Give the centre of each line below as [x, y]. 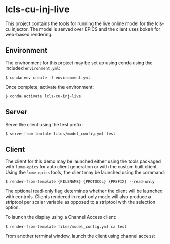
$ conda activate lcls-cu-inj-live [43, 96]
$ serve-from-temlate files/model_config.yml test [60, 134]
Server [16, 112]
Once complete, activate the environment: [49, 87]
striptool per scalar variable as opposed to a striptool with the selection [80, 202]
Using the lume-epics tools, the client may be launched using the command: [85, 173]
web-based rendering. [29, 34]
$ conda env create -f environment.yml [48, 78]
